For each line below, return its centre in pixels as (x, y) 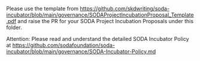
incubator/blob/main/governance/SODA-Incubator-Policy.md (81, 52)
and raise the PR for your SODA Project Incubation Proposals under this (105, 21)
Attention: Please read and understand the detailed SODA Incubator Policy (98, 39)
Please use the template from (43, 9)
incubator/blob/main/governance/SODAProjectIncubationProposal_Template (100, 15)
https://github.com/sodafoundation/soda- (64, 45)
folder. (14, 27)
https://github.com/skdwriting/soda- (125, 9)
